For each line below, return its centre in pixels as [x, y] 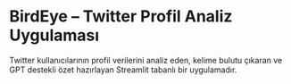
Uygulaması [54, 35]
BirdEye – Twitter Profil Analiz [121, 17]
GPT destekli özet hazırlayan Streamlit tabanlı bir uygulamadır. [123, 70]
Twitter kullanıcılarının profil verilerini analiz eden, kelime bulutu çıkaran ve [146, 60]
